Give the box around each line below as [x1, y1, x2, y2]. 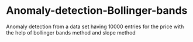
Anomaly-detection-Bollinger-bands [6, 4, 188, 17]
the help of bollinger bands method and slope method [6, 29, 136, 36]
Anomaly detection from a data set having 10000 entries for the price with [6, 23, 184, 30]
